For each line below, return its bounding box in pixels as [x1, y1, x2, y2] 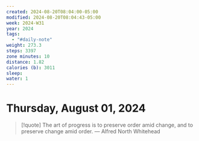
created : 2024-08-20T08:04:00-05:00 [6, 8, 98, 15]
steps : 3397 [6, 48, 36, 54]
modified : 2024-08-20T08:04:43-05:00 [6, 14, 101, 20]
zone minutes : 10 [6, 53, 50, 59]
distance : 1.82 [6, 59, 45, 65]
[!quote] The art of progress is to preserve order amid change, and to [21, 121, 194, 129]
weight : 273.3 [6, 43, 42, 49]
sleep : [6, 70, 23, 76]
